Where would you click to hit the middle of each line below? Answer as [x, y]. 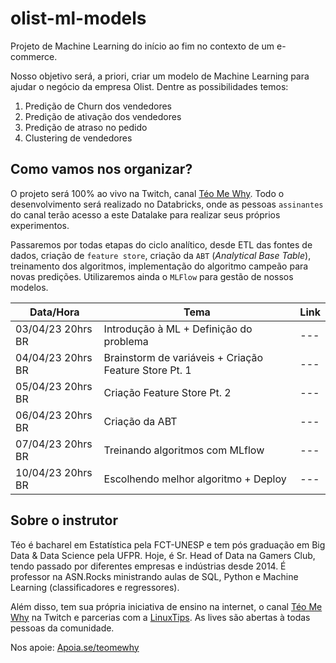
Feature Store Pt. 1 [147, 370]
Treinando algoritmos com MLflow [184, 450]
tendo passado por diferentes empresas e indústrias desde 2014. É [148, 566]
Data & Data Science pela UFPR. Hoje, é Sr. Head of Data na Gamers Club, [163, 555]
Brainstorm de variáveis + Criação [183, 357]
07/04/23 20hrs [54, 444]
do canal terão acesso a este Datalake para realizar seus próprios [145, 214]
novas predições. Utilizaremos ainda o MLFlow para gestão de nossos [152, 276]
